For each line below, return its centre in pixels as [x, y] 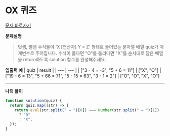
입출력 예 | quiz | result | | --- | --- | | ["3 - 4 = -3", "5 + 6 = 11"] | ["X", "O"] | [83, 70]
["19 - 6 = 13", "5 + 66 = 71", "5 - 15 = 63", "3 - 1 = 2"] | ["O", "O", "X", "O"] [82, 76]
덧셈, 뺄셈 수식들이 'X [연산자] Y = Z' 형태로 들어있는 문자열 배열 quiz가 [88, 47]
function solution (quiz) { [34, 101]
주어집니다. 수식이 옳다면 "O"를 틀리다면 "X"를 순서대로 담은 [95, 53]
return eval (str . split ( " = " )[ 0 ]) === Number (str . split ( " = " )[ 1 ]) [87, 110]
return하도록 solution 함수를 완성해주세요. [65, 59]
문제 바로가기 [18, 25]
